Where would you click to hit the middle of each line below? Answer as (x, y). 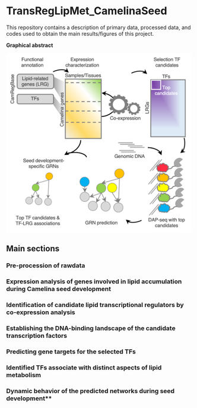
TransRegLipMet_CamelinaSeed (87, 11)
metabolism (24, 375)
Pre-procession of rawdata (46, 265)
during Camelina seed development (59, 289)
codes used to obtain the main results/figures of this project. (80, 33)
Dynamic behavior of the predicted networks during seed (90, 391)
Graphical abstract (30, 45)
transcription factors (36, 336)
